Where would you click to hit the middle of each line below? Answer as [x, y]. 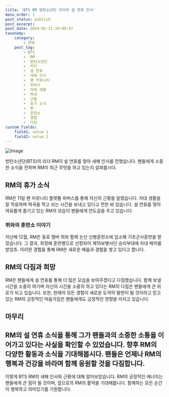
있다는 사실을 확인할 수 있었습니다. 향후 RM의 [91, 344]
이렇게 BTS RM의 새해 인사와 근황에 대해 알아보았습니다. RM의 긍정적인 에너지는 [84, 377]
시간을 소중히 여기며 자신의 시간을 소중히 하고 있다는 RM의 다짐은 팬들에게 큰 [81, 287]
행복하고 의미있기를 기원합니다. [41, 389]
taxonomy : [16, 33]
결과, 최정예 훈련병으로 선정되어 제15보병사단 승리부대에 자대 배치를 [96, 243]
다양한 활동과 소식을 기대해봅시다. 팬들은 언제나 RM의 [83, 354]
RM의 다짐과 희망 [31, 267]
